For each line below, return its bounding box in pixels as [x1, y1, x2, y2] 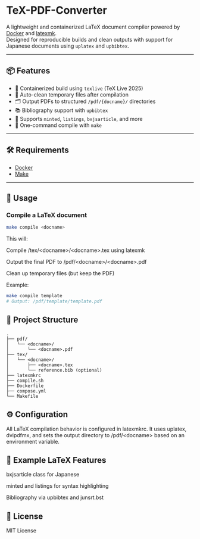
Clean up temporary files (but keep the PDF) [6, 270, 115, 277]
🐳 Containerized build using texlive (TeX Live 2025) [14, 85, 143, 92]
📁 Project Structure [6, 315, 79, 325]
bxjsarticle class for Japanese [6, 471, 80, 478]
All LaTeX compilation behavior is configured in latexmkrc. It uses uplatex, [6, 425, 187, 432]
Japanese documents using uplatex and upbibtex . [6, 42, 129, 49]
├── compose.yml [6, 388, 46, 394]
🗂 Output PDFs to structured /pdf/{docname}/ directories [14, 98, 156, 105]
